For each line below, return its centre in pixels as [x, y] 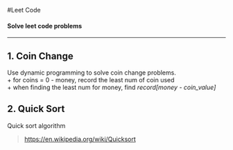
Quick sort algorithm [36, 125]
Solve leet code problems [45, 26]
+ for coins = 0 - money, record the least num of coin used [91, 80]
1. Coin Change [41, 56]
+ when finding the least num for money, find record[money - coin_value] [112, 87]
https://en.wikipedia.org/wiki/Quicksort [80, 139]
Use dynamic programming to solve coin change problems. [92, 73]
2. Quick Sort [36, 109]
